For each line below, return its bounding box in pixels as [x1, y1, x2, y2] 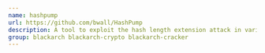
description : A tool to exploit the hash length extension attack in [8, 26, 242, 34]
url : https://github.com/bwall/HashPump [8, 19, 144, 26]
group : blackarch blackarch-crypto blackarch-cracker [8, 33, 189, 41]
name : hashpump [8, 11, 58, 19]
